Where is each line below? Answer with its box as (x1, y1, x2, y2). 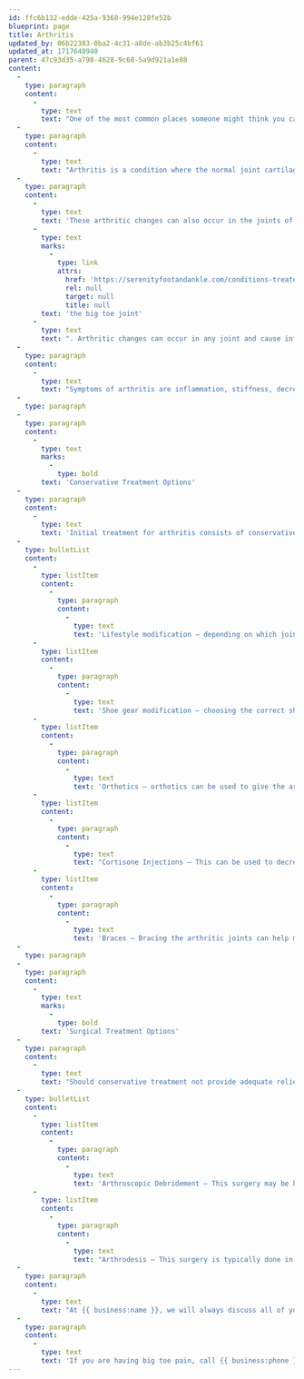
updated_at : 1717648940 (8, 47, 99, 56)
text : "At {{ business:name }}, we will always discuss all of (41, 1305, 285, 1315)
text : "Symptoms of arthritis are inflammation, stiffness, (41, 385, 273, 394)
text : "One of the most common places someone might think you (41, 114, 285, 124)
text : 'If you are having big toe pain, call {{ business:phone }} (41, 1356, 301, 1365)
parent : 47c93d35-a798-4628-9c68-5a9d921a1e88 (8, 55, 188, 64)
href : (65, 275, 87, 284)
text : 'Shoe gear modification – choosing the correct (73, 706, 285, 715)
